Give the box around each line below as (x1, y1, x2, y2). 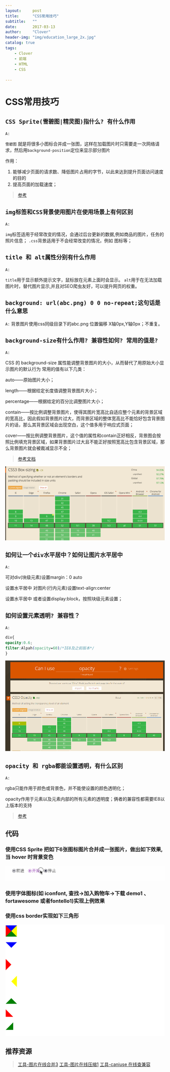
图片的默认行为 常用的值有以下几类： (9, 366, 87, 372)
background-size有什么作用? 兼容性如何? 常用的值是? (5, 337, 158, 344)
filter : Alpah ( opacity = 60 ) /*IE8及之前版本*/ (5, 646, 95, 651)
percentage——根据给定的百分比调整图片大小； (5, 398, 105, 404)
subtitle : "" (5, 19, 37, 24)
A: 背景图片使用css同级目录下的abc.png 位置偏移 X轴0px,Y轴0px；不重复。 (5, 320, 163, 326)
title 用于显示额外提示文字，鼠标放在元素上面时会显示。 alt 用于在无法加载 (5, 276, 162, 283)
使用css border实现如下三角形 (5, 913, 79, 920)
